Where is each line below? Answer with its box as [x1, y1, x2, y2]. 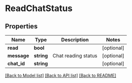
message [7, 53, 29, 59]
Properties [5, 22, 38, 30]
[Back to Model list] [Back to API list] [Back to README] [5, 73, 116, 78]
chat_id [7, 60, 25, 67]
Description [61, 37, 89, 43]
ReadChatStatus [5, 3, 73, 14]
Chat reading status [52, 53, 98, 59]
